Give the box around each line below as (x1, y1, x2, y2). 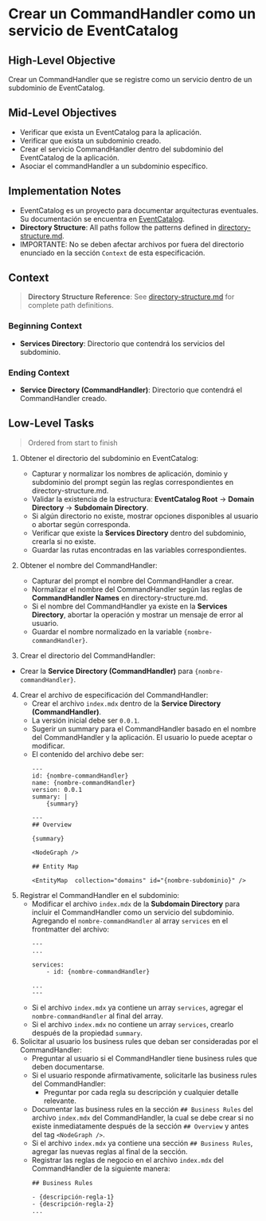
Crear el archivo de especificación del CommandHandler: (19, 690, 209, 699)
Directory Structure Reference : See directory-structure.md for (27, 292, 235, 301)
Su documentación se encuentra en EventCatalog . (19, 214, 186, 223)
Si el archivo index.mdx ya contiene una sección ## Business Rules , (31, 1138, 253, 1148)
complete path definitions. (27, 301, 114, 310)
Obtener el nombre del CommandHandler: (19, 560, 158, 570)
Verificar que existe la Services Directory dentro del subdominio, (31, 528, 247, 538)
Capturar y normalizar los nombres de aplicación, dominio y (31, 468, 229, 479)
